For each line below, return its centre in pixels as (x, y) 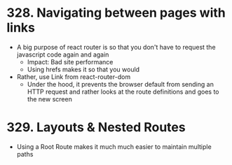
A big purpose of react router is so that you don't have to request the (116, 47)
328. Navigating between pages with (116, 13)
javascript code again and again (63, 55)
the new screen (50, 99)
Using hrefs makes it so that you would (83, 69)
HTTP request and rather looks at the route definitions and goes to (123, 92)
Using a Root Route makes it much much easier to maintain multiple (114, 146)
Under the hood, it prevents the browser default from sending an (121, 84)
